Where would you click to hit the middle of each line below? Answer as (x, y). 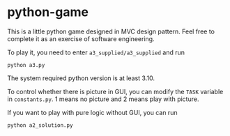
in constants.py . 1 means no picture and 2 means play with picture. (103, 99)
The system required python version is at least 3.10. (81, 78)
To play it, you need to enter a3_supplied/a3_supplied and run (96, 52)
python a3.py (26, 65)
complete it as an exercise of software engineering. (81, 38)
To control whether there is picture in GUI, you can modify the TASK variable (115, 91)
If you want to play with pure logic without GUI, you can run (92, 112)
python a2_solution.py (40, 125)
